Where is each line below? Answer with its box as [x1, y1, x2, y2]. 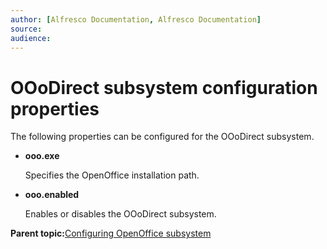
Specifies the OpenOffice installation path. [24, 169, 200, 181]
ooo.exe [24, 150, 60, 162]
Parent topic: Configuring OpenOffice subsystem [10, 227, 212, 240]
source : [10, 24, 43, 34]
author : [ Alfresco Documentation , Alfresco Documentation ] [10, 14, 262, 25]
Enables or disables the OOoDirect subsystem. [24, 208, 217, 220]
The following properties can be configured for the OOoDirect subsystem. [10, 131, 315, 143]
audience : [10, 33, 52, 43]
